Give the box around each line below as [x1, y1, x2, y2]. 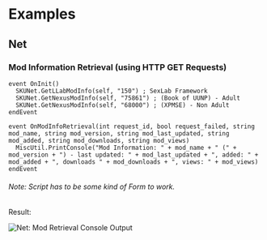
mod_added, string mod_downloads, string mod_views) [8, 136, 190, 144]
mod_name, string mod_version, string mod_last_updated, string [8, 129, 230, 138]
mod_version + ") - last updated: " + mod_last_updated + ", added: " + [8, 151, 259, 159]
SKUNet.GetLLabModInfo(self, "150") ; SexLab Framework [15, 87, 208, 95]
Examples [8, 5, 76, 24]
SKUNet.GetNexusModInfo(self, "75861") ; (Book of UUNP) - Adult [15, 94, 241, 102]
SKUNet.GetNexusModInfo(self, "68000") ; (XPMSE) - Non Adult [15, 101, 230, 109]
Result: [8, 208, 32, 217]
